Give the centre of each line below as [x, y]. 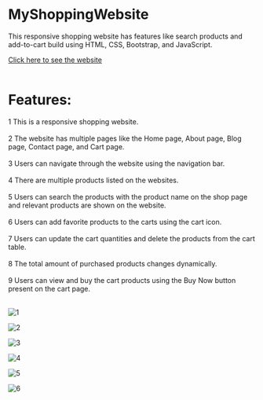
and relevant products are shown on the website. [87, 205]
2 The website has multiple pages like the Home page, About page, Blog [125, 138]
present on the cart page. [49, 288]
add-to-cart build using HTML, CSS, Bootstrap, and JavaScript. [110, 44]
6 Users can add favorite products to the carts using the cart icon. [115, 222]
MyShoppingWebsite [79, 15]
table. [17, 247]
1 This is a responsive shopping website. [73, 121]
